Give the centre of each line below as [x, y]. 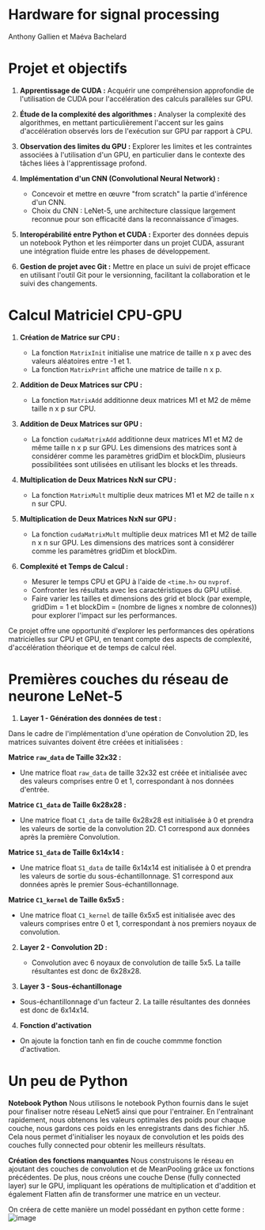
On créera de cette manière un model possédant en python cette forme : [127, 1209]
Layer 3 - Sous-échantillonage [71, 986]
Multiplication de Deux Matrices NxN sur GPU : [98, 518]
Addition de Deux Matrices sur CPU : [81, 385]
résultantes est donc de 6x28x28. [86, 970]
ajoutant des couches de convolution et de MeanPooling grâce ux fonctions [131, 1168]
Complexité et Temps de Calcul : [74, 566]
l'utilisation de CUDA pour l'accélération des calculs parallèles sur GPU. [136, 99]
